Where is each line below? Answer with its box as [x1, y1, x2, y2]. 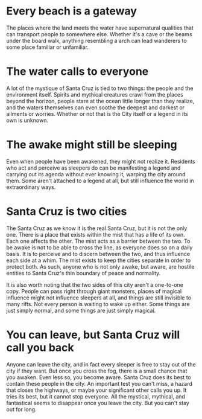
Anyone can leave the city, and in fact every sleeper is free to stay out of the [6, 360, 196, 368]
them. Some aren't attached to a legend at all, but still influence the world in [6, 177, 194, 184]
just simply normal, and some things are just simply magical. [6, 307, 156, 314]
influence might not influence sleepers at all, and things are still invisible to [6, 294, 192, 301]
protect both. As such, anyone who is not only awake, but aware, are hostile [6, 263, 195, 270]
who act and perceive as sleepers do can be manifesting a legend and [6, 164, 181, 171]
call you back [6, 341, 74, 354]
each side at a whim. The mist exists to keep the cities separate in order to [6, 257, 191, 264]
